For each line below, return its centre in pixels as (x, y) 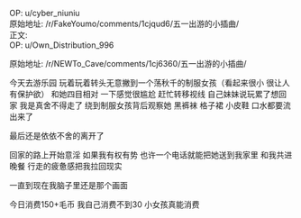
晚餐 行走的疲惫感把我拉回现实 (66, 166)
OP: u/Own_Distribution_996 (62, 45)
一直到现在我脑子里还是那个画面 (68, 185)
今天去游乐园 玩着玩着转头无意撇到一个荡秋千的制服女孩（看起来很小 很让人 (150, 83)
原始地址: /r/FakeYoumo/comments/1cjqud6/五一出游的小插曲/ (124, 23)
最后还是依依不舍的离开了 (57, 136)
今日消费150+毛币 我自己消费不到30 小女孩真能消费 (105, 204)
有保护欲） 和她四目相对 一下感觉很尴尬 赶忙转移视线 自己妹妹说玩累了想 (144, 94)
